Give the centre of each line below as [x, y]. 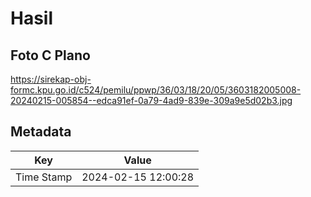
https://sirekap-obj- [51, 79]
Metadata [41, 132]
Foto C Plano [50, 55]
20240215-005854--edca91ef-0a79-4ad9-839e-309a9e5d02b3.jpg [151, 100]
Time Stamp [44, 177]
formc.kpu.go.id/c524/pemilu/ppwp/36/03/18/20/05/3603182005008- [156, 90]
